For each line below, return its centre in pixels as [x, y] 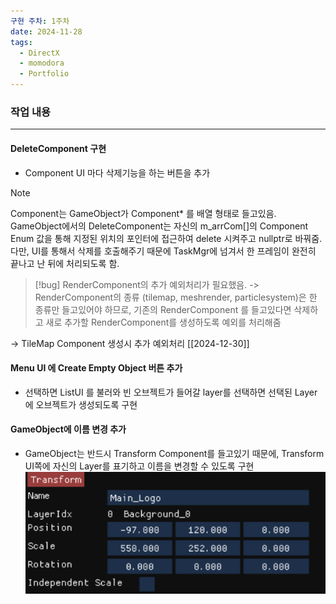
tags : [21, 42]
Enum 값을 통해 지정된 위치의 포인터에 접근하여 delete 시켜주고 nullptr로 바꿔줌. [166, 238]
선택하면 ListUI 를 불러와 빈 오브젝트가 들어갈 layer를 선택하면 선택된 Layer [171, 392]
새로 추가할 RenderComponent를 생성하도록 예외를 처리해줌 [163, 322]
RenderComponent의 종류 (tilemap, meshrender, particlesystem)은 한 [176, 297]
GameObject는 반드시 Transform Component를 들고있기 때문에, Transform [174, 453]
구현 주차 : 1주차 [40, 21]
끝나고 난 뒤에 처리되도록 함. [65, 263]
